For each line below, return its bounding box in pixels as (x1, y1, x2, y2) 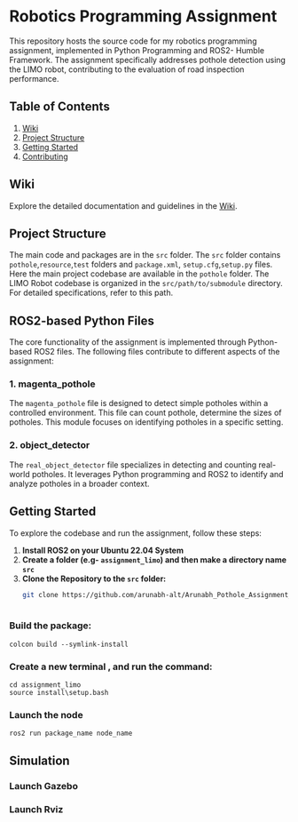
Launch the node (9, 708, 83, 721)
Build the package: (9, 619, 92, 632)
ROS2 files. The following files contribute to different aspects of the (34, 347, 280, 357)
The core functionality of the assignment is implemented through (9, 337, 247, 347)
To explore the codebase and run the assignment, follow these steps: (9, 527, 262, 539)
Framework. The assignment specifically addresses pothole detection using (9, 54, 286, 65)
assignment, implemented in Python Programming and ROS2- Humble (9, 44, 264, 55)
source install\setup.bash (9, 688, 109, 697)
